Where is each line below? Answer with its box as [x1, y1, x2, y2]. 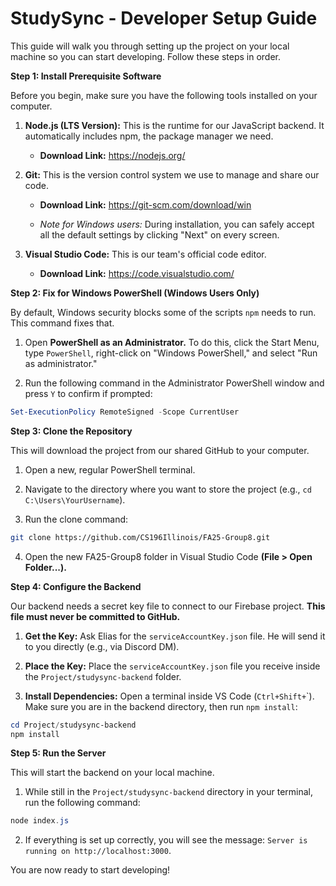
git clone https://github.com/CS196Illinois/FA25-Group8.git [10, 532, 271, 542]
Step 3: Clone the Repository [10, 425, 133, 437]
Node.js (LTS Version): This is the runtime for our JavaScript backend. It [24, 119, 325, 131]
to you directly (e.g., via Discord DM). [24, 640, 180, 652]
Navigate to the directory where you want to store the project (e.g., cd [24, 483, 312, 495]
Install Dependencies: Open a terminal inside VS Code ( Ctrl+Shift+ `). [24, 690, 315, 702]
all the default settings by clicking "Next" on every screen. [39, 228, 280, 241]
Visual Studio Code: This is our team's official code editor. [24, 248, 267, 260]
